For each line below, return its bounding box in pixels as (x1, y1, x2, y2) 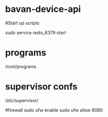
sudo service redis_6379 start (5, 29, 66, 35)
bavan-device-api (5, 3, 81, 15)
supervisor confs (5, 81, 78, 93)
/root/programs (5, 63, 36, 69)
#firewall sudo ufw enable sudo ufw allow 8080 (5, 107, 103, 113)
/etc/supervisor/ (5, 97, 38, 103)
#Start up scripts (5, 20, 40, 26)
